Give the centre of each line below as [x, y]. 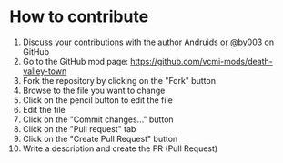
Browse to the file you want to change [94, 90]
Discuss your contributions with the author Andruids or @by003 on [148, 42]
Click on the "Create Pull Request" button [100, 138]
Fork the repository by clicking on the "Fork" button [119, 80]
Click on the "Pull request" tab [79, 128]
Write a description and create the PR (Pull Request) [120, 148]
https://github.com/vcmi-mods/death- [202, 61]
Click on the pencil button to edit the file [97, 100]
